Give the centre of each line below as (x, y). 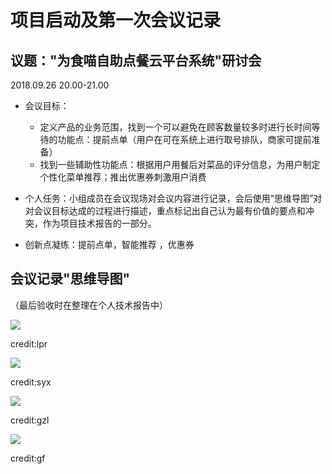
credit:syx (31, 382)
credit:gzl (30, 420)
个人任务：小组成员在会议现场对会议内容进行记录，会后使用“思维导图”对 (173, 198)
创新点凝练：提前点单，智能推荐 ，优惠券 (109, 244)
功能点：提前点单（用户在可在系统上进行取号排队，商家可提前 (184, 139)
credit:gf (28, 458)
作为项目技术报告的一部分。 (99, 223)
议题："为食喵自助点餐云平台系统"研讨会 (136, 60)
